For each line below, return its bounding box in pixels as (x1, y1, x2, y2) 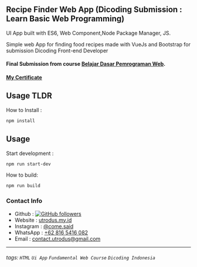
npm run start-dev (6, 161, 51, 167)
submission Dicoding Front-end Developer (6, 47, 108, 54)
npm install (6, 117, 35, 124)
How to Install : (6, 106, 42, 113)
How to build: (6, 171, 38, 178)
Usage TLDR (6, 91, 52, 101)
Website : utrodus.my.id (14, 217, 72, 224)
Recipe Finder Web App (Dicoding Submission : (6, 5, 183, 15)
